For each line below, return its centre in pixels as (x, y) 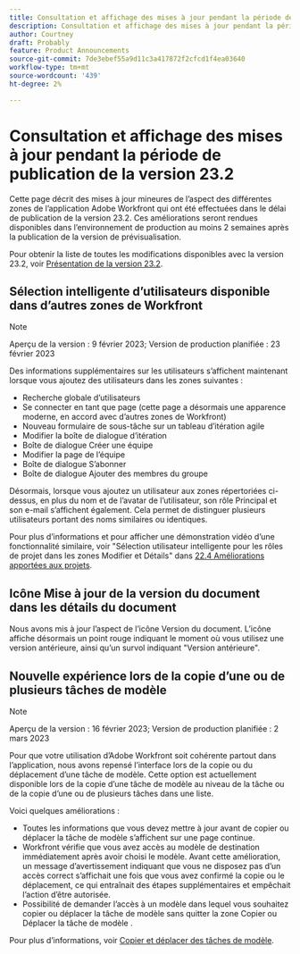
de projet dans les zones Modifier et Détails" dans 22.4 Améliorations (137, 556)
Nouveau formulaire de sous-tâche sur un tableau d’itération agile (143, 426)
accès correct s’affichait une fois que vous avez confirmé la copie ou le (153, 875)
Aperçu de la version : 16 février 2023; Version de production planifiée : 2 (144, 728)
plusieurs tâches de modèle (88, 690)
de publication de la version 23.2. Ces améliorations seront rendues (134, 218)
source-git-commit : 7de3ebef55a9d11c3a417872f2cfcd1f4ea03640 (127, 59)
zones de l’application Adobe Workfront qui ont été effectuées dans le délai (148, 208)
